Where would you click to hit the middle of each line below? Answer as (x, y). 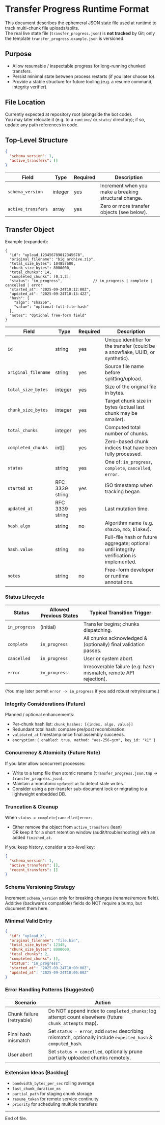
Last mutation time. (127, 508)
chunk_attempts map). (73, 1023)
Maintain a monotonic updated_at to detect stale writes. (68, 783)
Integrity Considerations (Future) (45, 704)
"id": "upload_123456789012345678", (47, 255)
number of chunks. (127, 434)
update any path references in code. (42, 125)
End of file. (16, 1119)
